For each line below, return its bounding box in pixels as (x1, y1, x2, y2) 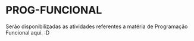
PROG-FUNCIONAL (5, 4, 102, 17)
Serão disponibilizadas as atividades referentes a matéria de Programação (5, 23, 188, 30)
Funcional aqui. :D (5, 29, 50, 36)
